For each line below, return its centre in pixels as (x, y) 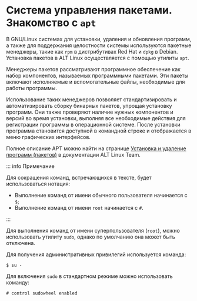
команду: (18, 282)
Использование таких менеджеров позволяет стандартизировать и (92, 99)
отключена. (21, 243)
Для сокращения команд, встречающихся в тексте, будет (79, 177)
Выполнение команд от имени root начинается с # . (79, 207)
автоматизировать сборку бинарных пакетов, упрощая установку (89, 105)
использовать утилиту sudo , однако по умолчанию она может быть (91, 237)
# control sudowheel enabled (42, 293)
